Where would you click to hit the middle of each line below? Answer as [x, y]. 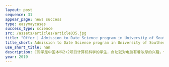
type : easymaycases [26, 24]
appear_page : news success [33, 19]
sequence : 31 [19, 15]
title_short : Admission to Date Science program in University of [76, 43]
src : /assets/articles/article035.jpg [46, 33]
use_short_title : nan [28, 47]
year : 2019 [17, 57]
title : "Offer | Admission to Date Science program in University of [80, 38]
